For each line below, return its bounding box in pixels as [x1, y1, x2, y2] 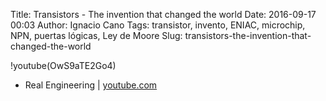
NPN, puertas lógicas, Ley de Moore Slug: [10, 30, 183, 41]
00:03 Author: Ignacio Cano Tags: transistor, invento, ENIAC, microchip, [10, 19, 306, 31]
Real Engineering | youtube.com [24, 79, 158, 91]
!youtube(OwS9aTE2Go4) [10, 60, 117, 71]
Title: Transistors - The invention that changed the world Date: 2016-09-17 [10, 9, 317, 20]
